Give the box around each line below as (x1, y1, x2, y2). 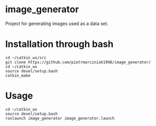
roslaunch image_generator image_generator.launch (5, 116, 115, 121)
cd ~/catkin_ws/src (5, 55, 47, 60)
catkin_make (5, 73, 30, 78)
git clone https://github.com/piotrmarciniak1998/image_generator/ (5, 60, 151, 65)
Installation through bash (5, 38, 114, 50)
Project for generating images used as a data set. (5, 20, 108, 27)
